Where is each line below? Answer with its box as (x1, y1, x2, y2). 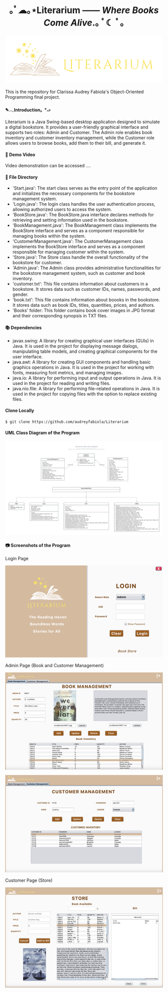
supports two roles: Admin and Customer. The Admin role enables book (5, 130, 152, 136)
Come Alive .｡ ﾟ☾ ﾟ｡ (43, 17, 125, 29)
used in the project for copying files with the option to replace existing (12, 391, 157, 397)
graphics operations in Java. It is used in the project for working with (12, 364, 154, 370)
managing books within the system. (12, 233, 86, 239)
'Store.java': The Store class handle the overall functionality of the (12, 254, 148, 260)
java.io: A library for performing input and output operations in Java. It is (12, 375, 161, 381)
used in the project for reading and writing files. (12, 380, 111, 386)
